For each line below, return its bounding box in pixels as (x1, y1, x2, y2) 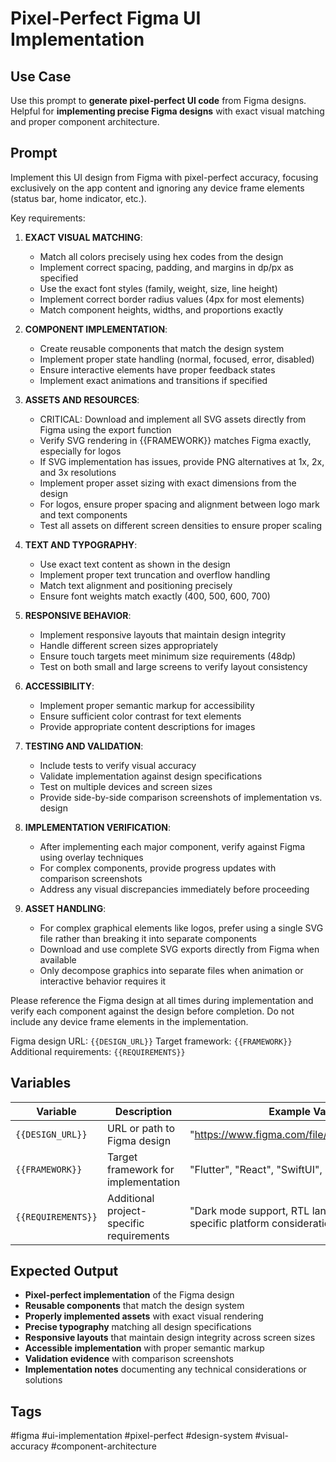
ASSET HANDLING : (24, 902, 107, 914)
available (39, 953, 77, 966)
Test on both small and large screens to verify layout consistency (39, 660, 308, 672)
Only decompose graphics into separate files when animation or (39, 964, 304, 976)
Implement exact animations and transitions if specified (39, 374, 268, 386)
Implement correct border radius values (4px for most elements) (39, 293, 305, 305)
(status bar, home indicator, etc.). (10, 192, 147, 204)
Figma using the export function (39, 423, 172, 436)
